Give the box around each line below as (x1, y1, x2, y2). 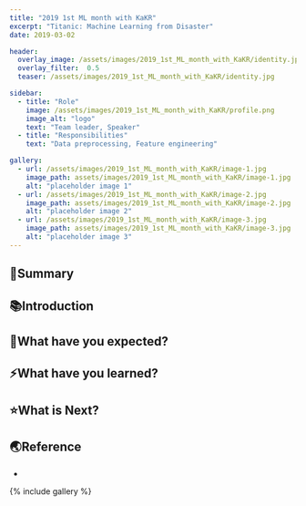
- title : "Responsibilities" (17, 131, 128, 140)
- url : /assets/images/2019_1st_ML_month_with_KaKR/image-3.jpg (17, 215, 267, 224)
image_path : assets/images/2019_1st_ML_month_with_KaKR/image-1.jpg (25, 172, 291, 182)
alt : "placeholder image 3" (25, 232, 132, 242)
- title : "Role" (17, 97, 79, 106)
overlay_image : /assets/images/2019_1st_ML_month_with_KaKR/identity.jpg (17, 56, 303, 65)
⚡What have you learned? (9, 366, 159, 381)
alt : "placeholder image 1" (25, 181, 132, 191)
